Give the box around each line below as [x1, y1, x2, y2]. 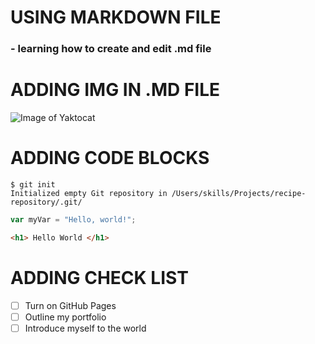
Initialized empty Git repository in [10, 188, 168, 198]
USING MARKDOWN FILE [10, 6, 222, 29]
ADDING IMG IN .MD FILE [10, 79, 221, 101]
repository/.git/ [10, 197, 83, 207]
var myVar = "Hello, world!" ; [10, 214, 137, 225]
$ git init [10, 179, 56, 190]
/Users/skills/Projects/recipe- [171, 188, 307, 198]
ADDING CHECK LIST [10, 266, 189, 289]
